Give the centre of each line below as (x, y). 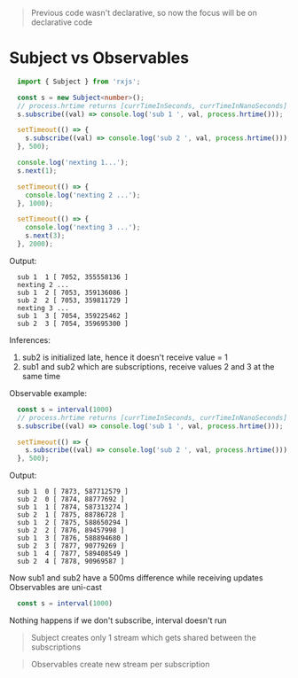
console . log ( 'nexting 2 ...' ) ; (83, 195)
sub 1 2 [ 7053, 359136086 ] (73, 292)
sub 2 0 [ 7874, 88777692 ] (71, 500)
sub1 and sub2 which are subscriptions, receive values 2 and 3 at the (148, 366)
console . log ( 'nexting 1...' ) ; (73, 163)
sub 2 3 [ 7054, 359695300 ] (73, 323)
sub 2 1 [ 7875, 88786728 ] (71, 515)
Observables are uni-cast (55, 588)
